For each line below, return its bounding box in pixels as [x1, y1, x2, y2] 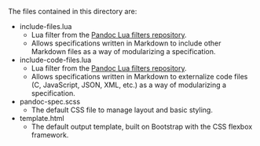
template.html [19, 114, 64, 122]
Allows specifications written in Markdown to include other [31, 38, 222, 48]
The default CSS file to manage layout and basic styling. [31, 105, 214, 115]
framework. [31, 130, 69, 140]
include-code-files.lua [19, 55, 92, 64]
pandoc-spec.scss [19, 97, 81, 106]
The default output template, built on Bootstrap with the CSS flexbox [31, 122, 253, 131]
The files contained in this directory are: [8, 7, 137, 16]
